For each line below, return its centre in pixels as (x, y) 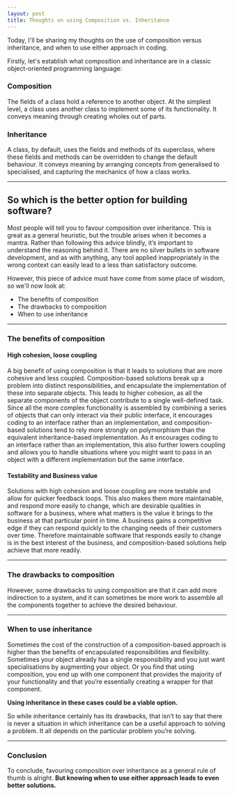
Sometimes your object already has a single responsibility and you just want (116, 659)
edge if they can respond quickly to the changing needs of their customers (115, 528)
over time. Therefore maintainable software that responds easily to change (114, 535)
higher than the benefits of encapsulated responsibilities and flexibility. (109, 651)
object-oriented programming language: (65, 68)
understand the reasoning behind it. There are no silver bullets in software (114, 250)
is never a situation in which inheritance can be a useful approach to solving (116, 723)
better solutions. (32, 785)
